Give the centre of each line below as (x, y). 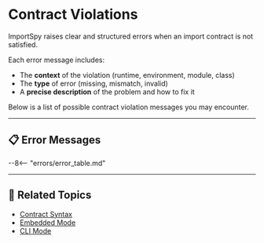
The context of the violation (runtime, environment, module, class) (127, 75)
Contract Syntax (46, 214)
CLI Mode (35, 230)
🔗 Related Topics (50, 195)
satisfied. (23, 44)
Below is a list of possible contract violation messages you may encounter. (129, 107)
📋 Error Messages (55, 140)
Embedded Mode (48, 223)
